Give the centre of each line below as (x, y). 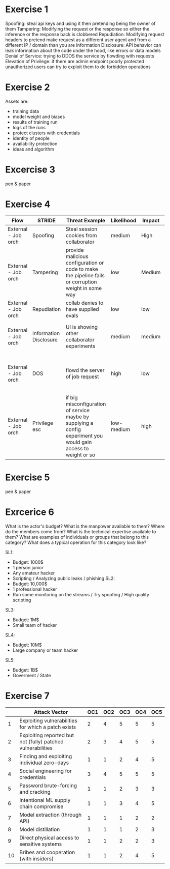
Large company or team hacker (45, 650)
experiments (80, 346)
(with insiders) (37, 858)
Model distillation (40, 829)
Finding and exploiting (46, 756)
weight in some (84, 288)
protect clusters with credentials (46, 133)
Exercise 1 (27, 9)
